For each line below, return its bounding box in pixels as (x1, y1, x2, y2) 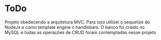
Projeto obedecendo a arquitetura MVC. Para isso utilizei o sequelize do (4, 19, 151, 25)
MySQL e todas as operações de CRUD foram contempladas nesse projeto (4, 29, 156, 35)
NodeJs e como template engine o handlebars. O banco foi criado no (4, 24, 145, 30)
